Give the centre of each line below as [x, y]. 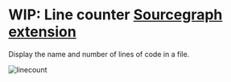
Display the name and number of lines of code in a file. [99, 54]
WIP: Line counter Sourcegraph [115, 15]
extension [42, 32]
